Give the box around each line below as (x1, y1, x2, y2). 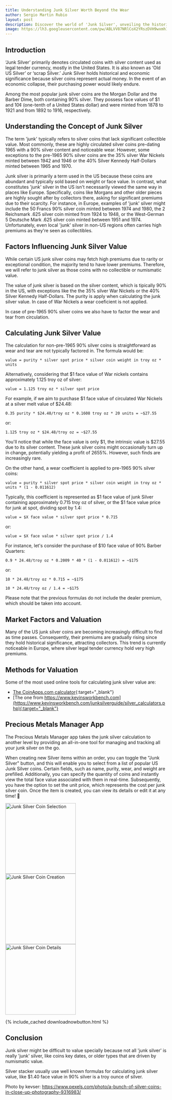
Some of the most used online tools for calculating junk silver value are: (5, 679, 156, 685)
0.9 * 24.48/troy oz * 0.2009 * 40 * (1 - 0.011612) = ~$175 (5, 558, 139, 563)
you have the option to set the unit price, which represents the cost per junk (5, 782, 165, 788)
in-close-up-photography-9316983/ (5, 1089, 81, 1095)
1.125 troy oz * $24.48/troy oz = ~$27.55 (5, 430, 97, 435)
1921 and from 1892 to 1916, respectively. (5, 107, 92, 113)
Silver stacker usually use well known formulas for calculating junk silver (5, 1068, 158, 1074)
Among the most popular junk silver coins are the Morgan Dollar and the (5, 91, 157, 97)
